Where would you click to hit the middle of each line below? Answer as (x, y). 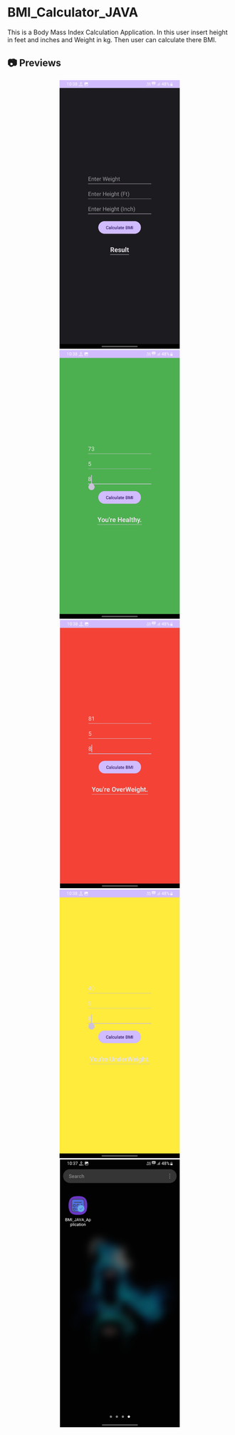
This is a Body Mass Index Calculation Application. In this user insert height (117, 32)
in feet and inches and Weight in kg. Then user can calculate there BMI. (112, 39)
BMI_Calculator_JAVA (73, 12)
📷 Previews (35, 63)
